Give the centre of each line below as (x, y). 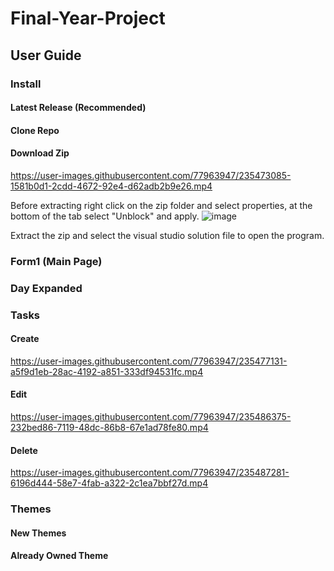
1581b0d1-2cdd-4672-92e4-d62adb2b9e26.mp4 (111, 186)
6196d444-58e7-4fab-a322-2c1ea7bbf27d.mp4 (109, 483)
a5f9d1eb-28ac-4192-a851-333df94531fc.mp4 (107, 371)
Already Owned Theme (59, 556)
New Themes (38, 533)
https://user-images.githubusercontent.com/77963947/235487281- (150, 473)
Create (25, 339)
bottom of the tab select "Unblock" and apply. (105, 216)
